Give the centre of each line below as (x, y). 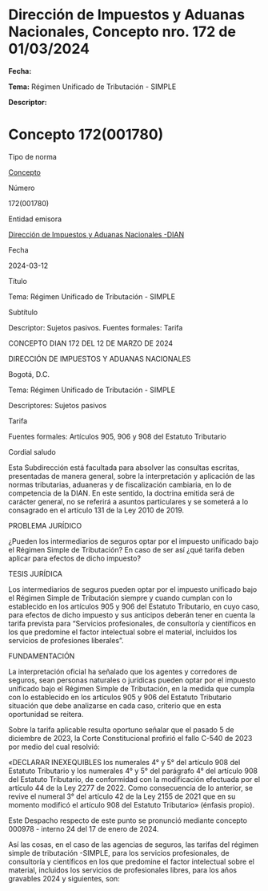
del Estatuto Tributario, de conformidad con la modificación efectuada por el (134, 779)
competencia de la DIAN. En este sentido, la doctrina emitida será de (121, 493)
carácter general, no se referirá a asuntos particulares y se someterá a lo (128, 501)
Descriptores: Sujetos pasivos (58, 405)
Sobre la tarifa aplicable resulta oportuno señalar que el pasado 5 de (121, 729)
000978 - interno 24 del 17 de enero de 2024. (84, 828)
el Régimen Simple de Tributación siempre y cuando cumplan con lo (120, 597)
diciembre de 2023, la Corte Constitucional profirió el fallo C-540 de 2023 (130, 738)
